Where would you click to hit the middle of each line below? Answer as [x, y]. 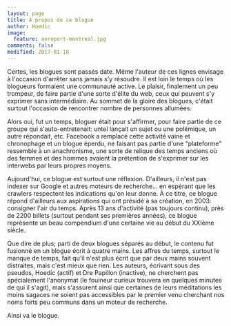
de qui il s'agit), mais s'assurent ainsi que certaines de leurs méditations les [114, 287]
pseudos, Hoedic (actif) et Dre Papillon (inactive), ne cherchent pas [103, 272]
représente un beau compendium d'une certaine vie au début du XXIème [111, 223]
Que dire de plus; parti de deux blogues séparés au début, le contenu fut [110, 243]
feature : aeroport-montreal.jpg [60, 39]
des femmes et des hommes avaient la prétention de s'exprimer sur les [108, 158]
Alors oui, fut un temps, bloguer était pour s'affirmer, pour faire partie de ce [114, 121]
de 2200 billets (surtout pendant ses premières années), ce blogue [102, 215]
